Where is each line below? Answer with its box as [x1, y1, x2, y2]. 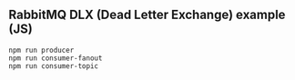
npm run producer [8, 45, 75, 55]
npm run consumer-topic [8, 61, 99, 71]
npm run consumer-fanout [8, 54, 103, 63]
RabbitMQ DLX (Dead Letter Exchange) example [8, 7, 286, 23]
